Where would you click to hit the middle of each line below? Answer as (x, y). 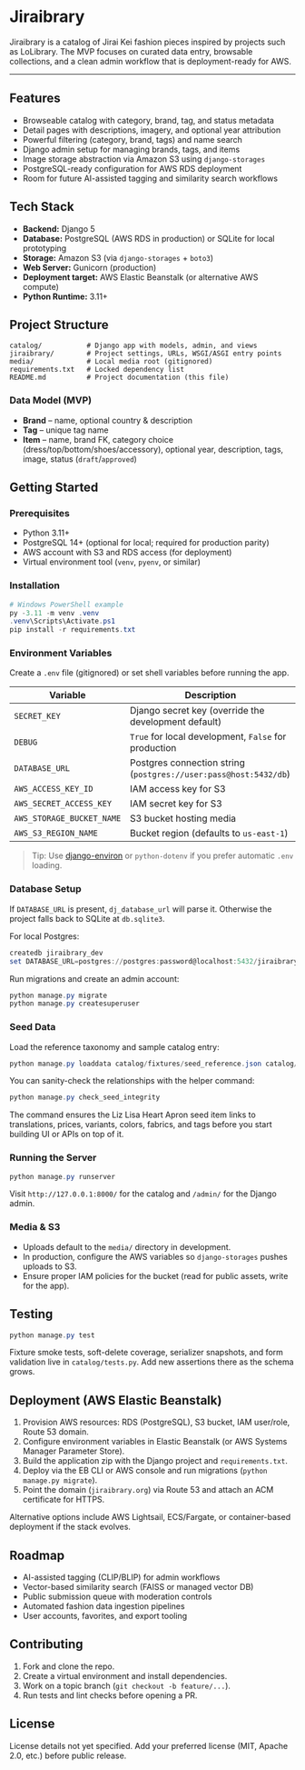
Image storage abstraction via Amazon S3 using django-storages (144, 159)
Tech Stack (42, 207)
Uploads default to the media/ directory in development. (127, 1246)
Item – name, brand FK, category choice (98, 439)
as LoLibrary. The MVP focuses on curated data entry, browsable (131, 51)
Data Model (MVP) (51, 400)
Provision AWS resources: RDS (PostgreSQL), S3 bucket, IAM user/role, (156, 1422)
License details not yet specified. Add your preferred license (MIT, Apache (149, 1745)
